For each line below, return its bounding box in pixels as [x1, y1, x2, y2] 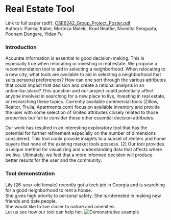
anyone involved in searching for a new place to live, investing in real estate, [5, 93, 166, 100]
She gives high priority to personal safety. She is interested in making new [5, 192, 161, 199]
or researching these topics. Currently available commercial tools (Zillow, [5, 99, 159, 105]
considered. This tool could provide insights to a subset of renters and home [5, 136, 166, 142]
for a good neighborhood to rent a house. [5, 187, 92, 193]
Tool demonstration [5, 170, 55, 177]
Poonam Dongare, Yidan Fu [5, 31, 63, 37]
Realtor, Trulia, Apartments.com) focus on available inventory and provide [5, 104, 160, 110]
